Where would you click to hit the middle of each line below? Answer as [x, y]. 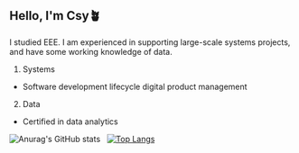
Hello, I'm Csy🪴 [55, 16]
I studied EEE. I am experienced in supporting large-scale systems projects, [150, 42]
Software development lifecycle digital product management [135, 86]
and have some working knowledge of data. [91, 51]
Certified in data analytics [70, 121]
